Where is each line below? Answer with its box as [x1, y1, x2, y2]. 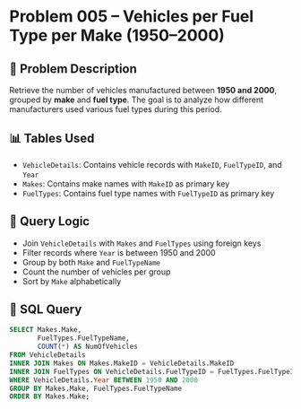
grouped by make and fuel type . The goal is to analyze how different [9, 94, 264, 105]
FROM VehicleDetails [9, 351, 87, 360]
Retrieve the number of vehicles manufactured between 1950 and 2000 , [9, 85, 278, 95]
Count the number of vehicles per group [21, 266, 171, 277]
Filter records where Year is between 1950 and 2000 [21, 247, 217, 257]
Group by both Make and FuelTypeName [21, 257, 161, 267]
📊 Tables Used [9, 131, 95, 146]
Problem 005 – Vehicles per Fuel [9, 6, 254, 27]
